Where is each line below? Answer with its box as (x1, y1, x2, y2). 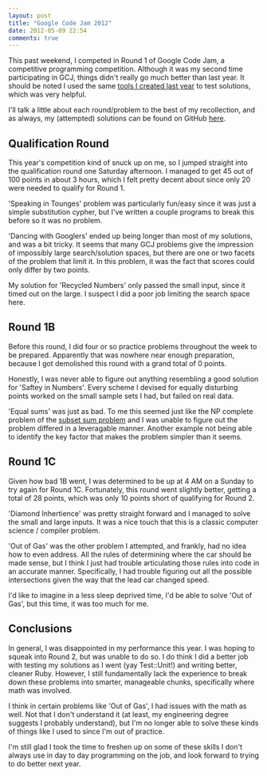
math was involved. (8, 685, 72, 695)
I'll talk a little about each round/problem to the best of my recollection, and (8, 105, 255, 115)
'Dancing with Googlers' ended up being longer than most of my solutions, (8, 231, 253, 241)
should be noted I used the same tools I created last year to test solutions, (8, 81, 251, 91)
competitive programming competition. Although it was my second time (8, 65, 243, 74)
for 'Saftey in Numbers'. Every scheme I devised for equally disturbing (8, 382, 238, 392)
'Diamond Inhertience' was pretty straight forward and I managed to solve (8, 508, 251, 518)
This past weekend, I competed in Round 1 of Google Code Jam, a (8, 56, 226, 65)
